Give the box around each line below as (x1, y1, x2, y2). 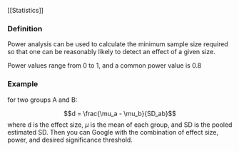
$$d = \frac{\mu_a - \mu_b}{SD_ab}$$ (63, 109, 177, 118)
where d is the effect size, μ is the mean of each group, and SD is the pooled (7, 120, 233, 129)
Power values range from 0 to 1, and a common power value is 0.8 (7, 61, 202, 70)
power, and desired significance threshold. (7, 135, 133, 144)
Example (7, 79, 39, 89)
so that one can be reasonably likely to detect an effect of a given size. (7, 48, 215, 56)
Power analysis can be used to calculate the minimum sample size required (7, 40, 228, 48)
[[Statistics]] (7, 6, 44, 14)
